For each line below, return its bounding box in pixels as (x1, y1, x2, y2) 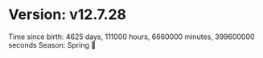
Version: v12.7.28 (8, 6, 127, 24)
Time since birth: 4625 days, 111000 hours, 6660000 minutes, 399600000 (8, 32, 255, 41)
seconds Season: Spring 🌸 (8, 40, 97, 49)
